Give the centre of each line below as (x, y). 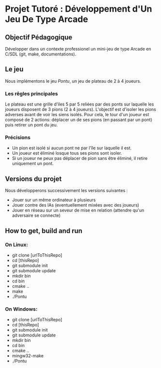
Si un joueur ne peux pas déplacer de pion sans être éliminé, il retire (80, 158)
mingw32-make (28, 356)
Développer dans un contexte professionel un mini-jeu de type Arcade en (78, 49)
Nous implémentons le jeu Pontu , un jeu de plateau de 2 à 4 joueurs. (73, 81)
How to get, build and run (44, 231)
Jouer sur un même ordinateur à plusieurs (54, 200)
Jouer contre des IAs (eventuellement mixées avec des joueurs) (75, 205)
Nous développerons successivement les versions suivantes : (66, 191)
